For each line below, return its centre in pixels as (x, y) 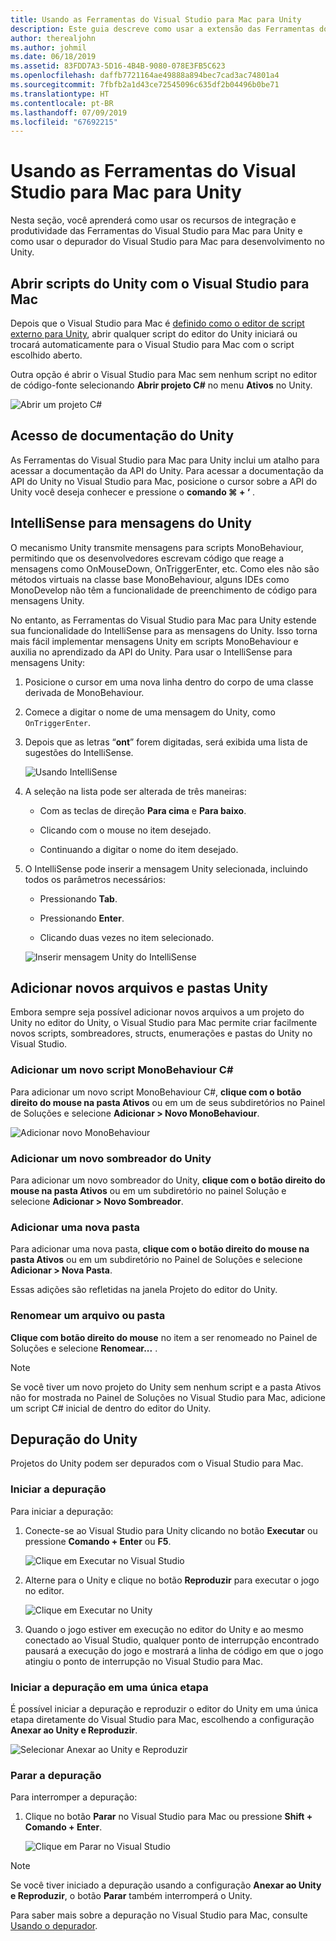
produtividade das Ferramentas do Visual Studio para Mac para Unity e (156, 231)
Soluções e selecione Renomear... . (84, 1348)
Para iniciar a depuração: (62, 1511)
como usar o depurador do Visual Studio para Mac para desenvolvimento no (167, 242)
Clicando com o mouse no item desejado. (125, 830)
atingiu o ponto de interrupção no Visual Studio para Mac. (144, 1661)
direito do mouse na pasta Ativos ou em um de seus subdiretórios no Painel (168, 1102)
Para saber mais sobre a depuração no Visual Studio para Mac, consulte (159, 1915)
